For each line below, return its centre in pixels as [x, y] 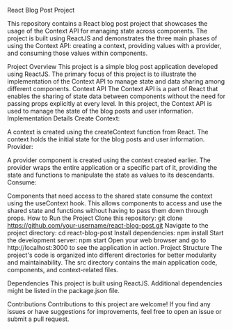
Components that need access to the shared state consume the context [110, 196]
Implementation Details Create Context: [64, 118]
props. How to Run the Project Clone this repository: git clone [95, 218]
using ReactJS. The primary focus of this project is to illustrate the [102, 74]
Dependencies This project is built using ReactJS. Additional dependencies [115, 283]
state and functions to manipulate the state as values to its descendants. [111, 175]
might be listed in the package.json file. [63, 291]
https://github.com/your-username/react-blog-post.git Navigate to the [108, 225]
